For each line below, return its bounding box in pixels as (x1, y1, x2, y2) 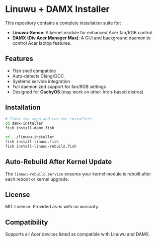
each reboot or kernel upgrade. (5, 176, 70, 182)
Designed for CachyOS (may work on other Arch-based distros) (12, 88, 144, 95)
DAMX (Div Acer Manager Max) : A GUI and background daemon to (12, 35, 151, 41)
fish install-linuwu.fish (5, 139, 59, 145)
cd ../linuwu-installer (5, 135, 55, 140)
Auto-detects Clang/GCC (12, 73, 64, 79)
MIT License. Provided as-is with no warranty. (5, 204, 99, 210)
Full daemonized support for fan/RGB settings (12, 83, 106, 89)
